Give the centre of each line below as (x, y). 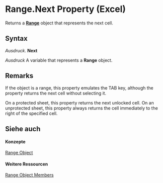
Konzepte (15, 141)
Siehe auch (23, 129)
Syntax (16, 39)
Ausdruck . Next (21, 50)
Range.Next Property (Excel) (65, 9)
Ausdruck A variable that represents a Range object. (59, 60)
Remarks (19, 76)
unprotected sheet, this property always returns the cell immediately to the (81, 108)
